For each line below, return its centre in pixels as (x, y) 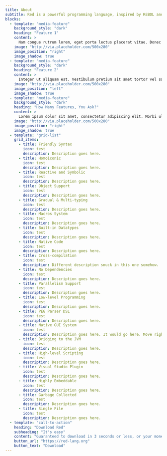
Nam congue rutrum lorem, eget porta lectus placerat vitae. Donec (90, 42)
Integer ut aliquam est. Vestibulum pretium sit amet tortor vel (87, 79)
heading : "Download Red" (40, 427)
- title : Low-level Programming (52, 297)
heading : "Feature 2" (36, 70)
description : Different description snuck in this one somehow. (91, 265)
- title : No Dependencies (45, 269)
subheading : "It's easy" (40, 432)
